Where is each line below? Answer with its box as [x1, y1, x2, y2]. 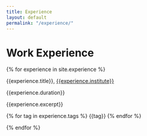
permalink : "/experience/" [6, 20, 74, 26]
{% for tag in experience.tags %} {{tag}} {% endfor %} [6, 113, 142, 120]
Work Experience [6, 46, 94, 60]
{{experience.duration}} [6, 89, 65, 96]
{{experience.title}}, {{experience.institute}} [6, 78, 114, 85]
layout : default [6, 14, 47, 20]
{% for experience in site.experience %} [6, 66, 106, 73]
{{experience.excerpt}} [6, 100, 64, 108]
